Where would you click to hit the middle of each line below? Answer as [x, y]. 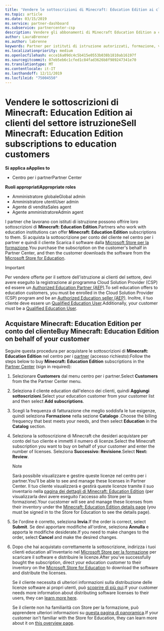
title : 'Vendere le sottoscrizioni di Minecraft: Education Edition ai [79, 10]
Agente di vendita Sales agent [42, 207]
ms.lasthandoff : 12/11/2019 [34, 74]
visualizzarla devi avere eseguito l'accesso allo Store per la [72, 496]
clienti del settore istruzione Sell [71, 123]
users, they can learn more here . [45, 598]
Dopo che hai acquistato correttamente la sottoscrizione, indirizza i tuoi [84, 547]
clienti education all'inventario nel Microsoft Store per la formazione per [84, 552]
